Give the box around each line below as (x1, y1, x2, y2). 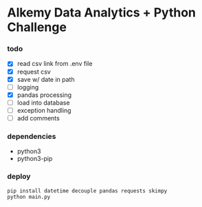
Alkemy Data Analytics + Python (7, 5, 197, 21)
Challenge (7, 19, 67, 35)
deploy (7, 172, 31, 182)
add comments (16, 113, 60, 122)
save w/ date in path (16, 75, 75, 83)
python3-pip (16, 155, 53, 163)
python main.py (7, 193, 51, 200)
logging (16, 83, 39, 91)
